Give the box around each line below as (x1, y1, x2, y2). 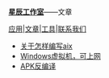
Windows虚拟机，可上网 (19, 51, 101, 60)
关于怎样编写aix (19, 41, 73, 51)
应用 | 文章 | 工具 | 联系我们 (8, 24, 86, 34)
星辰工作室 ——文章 (8, 7, 73, 16)
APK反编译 (19, 61, 57, 71)
